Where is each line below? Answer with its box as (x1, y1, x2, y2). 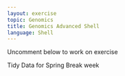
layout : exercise (7, 10, 57, 17)
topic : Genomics (7, 16, 54, 23)
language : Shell (7, 29, 54, 36)
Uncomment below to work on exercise (7, 48, 118, 56)
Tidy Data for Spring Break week (7, 61, 100, 69)
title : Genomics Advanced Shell (7, 23, 100, 29)
